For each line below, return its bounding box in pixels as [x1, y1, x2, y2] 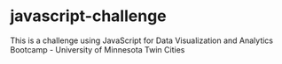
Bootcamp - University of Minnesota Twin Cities [10, 44, 185, 54]
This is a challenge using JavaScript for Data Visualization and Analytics [10, 35, 274, 46]
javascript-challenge [10, 6, 167, 26]
